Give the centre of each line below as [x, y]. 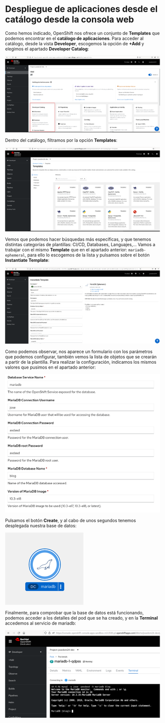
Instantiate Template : [27, 260]
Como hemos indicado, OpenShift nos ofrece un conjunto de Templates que [82, 33]
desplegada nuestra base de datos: [41, 526]
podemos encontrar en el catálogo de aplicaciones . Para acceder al [74, 38]
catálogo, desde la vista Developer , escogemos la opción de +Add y [75, 43]
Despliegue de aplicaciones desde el [82, 9]
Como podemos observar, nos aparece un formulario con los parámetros [79, 351]
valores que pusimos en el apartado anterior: [50, 367]
